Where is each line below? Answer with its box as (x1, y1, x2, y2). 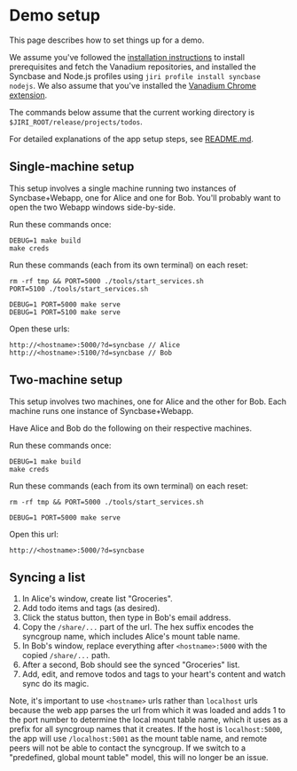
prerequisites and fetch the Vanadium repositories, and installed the (9, 61, 257, 72)
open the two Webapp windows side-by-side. (9, 202, 176, 212)
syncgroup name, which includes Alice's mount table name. (21, 632, 241, 642)
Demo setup (9, 5, 100, 26)
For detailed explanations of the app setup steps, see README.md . (9, 133, 254, 144)
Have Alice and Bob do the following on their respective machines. (9, 423, 253, 433)
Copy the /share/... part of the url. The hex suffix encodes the (21, 622, 254, 632)
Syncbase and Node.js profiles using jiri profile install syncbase (9, 70, 262, 81)
